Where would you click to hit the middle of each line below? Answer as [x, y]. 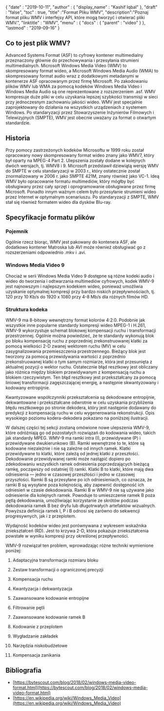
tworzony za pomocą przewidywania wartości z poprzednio [66, 356]
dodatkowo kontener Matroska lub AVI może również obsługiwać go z [76, 247]
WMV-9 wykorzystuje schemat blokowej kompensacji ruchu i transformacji [81, 330]
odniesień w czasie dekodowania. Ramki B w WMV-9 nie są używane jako [80, 490]
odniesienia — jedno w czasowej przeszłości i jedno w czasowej [70, 474]
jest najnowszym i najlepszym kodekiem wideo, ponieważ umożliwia [74, 286]
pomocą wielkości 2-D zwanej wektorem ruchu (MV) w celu [66, 346]
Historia [18, 138]
